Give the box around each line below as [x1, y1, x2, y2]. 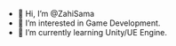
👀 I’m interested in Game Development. [17, 18, 161, 28]
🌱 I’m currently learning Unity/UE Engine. [17, 27, 167, 37]
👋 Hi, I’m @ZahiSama [17, 9, 95, 19]
